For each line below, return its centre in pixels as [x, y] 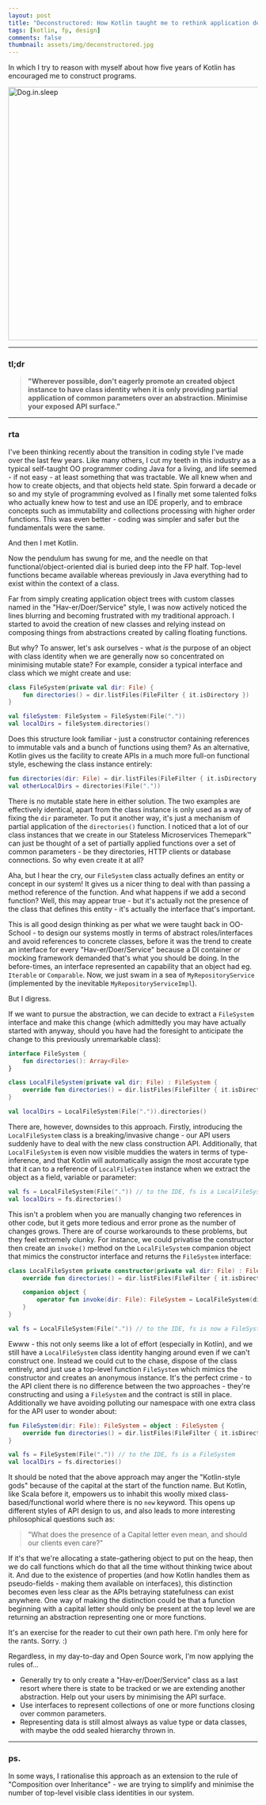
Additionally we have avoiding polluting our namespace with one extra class [132, 1403]
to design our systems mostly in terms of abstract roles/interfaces [145, 933]
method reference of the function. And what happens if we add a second [127, 892]
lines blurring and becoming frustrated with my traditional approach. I [122, 615]
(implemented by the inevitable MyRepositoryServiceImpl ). [103, 983]
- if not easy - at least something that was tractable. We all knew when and [130, 477]
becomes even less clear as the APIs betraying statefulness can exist [121, 1592]
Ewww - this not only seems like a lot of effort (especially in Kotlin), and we [131, 1343]
